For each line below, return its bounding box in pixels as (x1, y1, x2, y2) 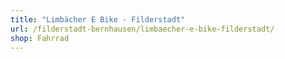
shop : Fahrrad (10, 33, 70, 43)
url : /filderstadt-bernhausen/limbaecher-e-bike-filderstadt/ (10, 24, 275, 34)
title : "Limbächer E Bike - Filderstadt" (10, 14, 186, 25)
